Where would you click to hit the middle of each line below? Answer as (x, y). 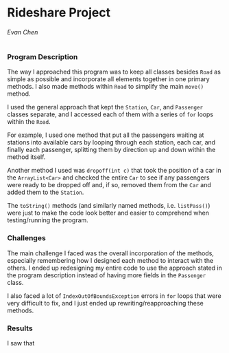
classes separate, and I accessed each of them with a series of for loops (110, 114)
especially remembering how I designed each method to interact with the (110, 260)
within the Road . (29, 122)
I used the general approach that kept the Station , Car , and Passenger (105, 107)
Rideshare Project (59, 13)
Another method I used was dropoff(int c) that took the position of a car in (114, 171)
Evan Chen (23, 32)
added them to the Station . (46, 192)
